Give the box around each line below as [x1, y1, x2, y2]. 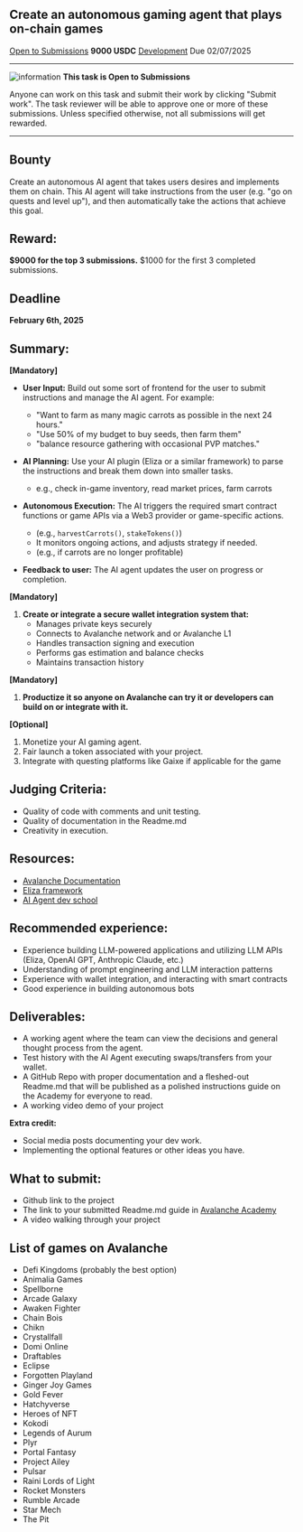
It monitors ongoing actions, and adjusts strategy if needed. [35, 537, 258, 548]
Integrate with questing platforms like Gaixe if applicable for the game [22, 756, 281, 767]
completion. [22, 574, 68, 585]
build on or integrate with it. [22, 702, 129, 713]
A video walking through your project [22, 1214, 161, 1225]
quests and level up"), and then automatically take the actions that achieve [9, 195, 287, 206]
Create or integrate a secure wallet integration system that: [22, 609, 250, 620]
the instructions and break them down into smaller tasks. [22, 465, 234, 477]
